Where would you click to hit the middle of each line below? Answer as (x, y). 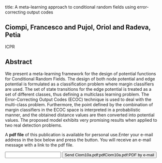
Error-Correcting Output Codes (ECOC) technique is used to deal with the (78, 99)
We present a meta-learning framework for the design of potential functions (81, 73)
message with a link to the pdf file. (39, 145)
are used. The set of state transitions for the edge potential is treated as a (78, 89)
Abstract (19, 62)
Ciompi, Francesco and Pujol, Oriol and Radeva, (78, 27)
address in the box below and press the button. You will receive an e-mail (78, 140)
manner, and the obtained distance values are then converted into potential (80, 115)
